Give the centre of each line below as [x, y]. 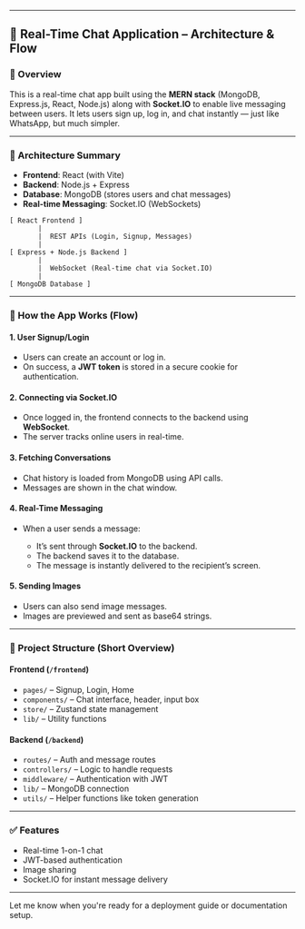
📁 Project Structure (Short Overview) [92, 647]
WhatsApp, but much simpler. [65, 123]
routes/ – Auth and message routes [89, 760]
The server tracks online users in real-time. [103, 437]
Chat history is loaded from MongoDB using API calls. [123, 478]
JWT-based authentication [72, 860]
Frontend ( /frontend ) [49, 669]
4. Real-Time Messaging [56, 509]
